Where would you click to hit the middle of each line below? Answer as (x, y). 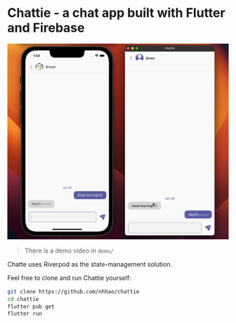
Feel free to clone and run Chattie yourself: (69, 278)
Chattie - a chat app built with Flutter (117, 13)
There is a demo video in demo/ (69, 251)
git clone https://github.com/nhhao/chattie (73, 291)
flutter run (25, 314)
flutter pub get (31, 306)
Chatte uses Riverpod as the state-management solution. (90, 264)
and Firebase (46, 28)
